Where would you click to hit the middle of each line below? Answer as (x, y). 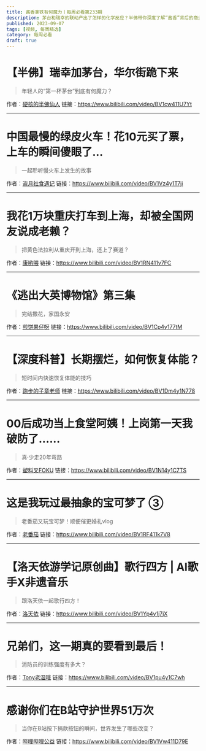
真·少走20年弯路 (42, 457)
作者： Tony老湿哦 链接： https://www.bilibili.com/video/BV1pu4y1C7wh (96, 677)
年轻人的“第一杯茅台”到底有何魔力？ (67, 91)
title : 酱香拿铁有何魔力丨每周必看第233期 (54, 12)
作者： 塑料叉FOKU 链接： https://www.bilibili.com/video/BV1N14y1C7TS (97, 470)
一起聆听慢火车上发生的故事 (56, 170)
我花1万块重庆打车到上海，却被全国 (95, 216)
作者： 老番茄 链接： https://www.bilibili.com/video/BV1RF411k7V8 (88, 534)
